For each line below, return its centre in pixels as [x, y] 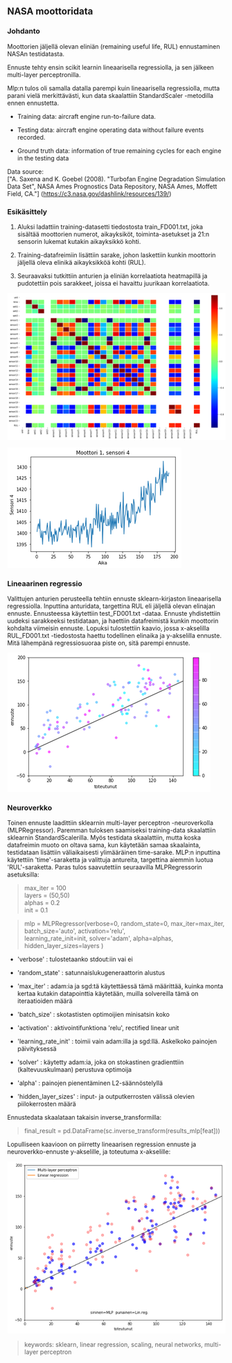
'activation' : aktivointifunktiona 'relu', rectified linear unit [98, 1028]
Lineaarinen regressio [45, 583]
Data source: [25, 171]
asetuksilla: [23, 874]
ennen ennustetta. [33, 103]
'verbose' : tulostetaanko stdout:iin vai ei [75, 959]
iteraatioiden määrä [45, 1001]
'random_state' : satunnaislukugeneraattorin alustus [91, 973]
